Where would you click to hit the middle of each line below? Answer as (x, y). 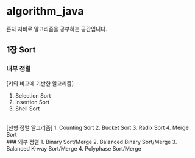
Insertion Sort (32, 102)
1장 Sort (21, 50)
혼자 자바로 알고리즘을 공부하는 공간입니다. (57, 29)
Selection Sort (33, 95)
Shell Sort (27, 109)
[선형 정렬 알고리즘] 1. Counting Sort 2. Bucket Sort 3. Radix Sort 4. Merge (97, 127)
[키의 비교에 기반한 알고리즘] (40, 83)
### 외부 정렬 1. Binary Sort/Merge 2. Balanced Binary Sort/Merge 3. (92, 142)
